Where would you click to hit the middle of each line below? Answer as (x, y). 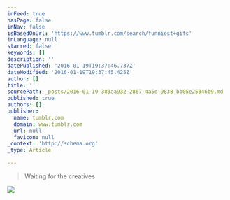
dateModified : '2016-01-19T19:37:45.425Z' (70, 72)
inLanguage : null (33, 40)
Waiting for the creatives (60, 176)
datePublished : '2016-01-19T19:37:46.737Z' (72, 66)
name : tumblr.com (39, 117)
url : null (28, 131)
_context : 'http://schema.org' (53, 144)
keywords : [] (26, 53)
